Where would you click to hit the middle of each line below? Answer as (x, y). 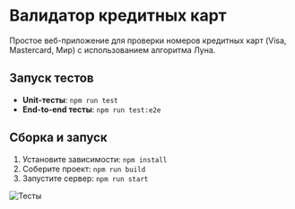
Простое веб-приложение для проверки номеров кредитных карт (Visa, (148, 40)
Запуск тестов (52, 78)
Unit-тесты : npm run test (70, 100)
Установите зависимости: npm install (95, 159)
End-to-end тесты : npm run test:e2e (91, 109)
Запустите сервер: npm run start (85, 178)
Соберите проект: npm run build (84, 169)
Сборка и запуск (58, 138)
